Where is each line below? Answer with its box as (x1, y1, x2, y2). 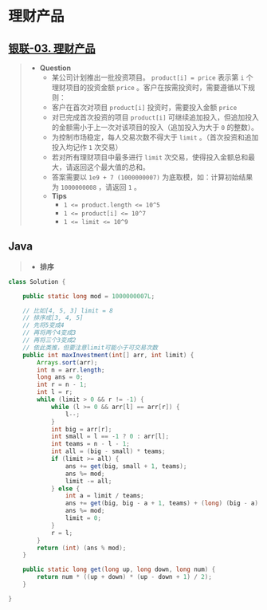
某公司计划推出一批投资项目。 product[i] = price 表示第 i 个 (51, 73, 253, 82)
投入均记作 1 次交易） (51, 143, 123, 152)
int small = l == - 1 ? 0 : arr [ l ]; (50, 432, 170, 441)
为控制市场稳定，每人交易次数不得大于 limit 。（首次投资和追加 (51, 132, 259, 142)
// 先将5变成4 (22, 321, 65, 329)
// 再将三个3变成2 (22, 336, 77, 344)
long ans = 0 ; (37, 373, 84, 381)
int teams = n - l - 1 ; (50, 440, 130, 448)
